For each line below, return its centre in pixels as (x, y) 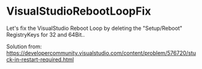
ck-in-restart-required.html (40, 59)
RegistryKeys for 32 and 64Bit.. (46, 34)
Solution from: (24, 46)
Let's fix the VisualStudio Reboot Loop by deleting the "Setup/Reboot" (95, 28)
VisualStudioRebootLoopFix (79, 11)
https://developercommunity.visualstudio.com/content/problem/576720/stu (101, 53)
